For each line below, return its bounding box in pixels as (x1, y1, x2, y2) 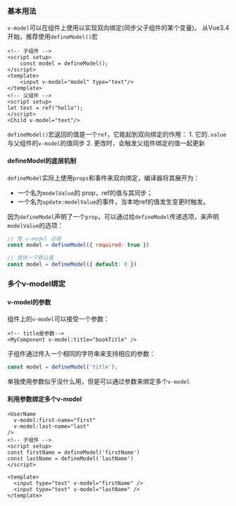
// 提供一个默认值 (7, 254, 54, 261)
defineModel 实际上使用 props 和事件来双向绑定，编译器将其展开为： (7, 173, 200, 182)
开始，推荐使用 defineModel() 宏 (7, 32, 99, 41)
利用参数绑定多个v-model (7, 395, 82, 403)
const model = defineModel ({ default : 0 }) (7, 261, 137, 269)
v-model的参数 (7, 297, 51, 306)
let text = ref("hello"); (7, 104, 83, 112)
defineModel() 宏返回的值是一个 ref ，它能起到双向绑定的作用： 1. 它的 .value (7, 130, 227, 139)
